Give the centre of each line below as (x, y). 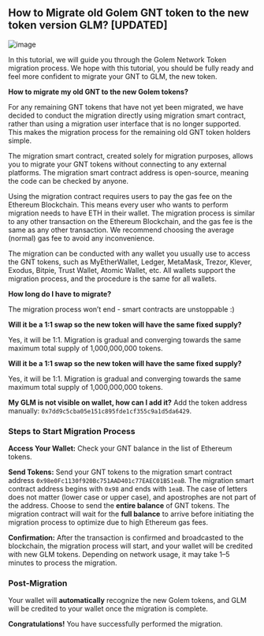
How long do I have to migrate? (60, 294)
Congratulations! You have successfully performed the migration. (115, 624)
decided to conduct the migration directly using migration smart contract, (127, 115)
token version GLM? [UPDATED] (88, 26)
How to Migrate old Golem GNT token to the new (129, 13)
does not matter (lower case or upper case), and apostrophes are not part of (132, 497)
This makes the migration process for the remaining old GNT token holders (129, 132)
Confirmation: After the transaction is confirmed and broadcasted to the (126, 538)
